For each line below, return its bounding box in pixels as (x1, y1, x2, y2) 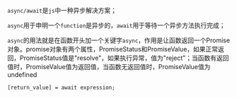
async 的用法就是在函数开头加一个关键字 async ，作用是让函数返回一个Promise (7, 36, 231, 44)
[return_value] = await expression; (7, 84, 115, 91)
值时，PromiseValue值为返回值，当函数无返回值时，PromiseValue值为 (7, 63, 211, 71)
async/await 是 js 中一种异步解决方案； (7, 6, 117, 14)
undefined (7, 71, 37, 79)
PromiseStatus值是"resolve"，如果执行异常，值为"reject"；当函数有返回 (19, 54, 229, 62)
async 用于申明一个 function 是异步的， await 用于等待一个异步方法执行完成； (7, 21, 226, 30)
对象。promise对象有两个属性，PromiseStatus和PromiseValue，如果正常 (7, 45, 219, 53)
